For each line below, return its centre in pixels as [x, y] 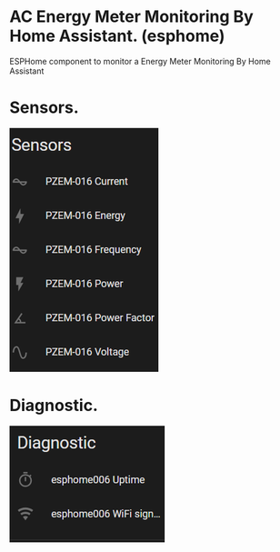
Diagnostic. [54, 406]
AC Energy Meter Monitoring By [132, 17]
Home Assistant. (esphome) [117, 36]
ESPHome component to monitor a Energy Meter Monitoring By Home [140, 61]
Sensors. [44, 108]
